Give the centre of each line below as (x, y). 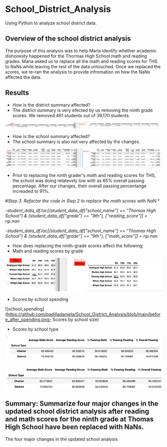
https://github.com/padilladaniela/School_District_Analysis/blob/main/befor (83, 314)
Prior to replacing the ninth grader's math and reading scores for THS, (84, 175)
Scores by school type (35, 329)
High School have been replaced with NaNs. (75, 427)
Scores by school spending (40, 299)
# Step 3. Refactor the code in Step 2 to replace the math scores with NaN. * (83, 201)
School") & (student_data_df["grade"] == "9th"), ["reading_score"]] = (76, 216)
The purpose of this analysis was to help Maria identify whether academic (81, 50)
